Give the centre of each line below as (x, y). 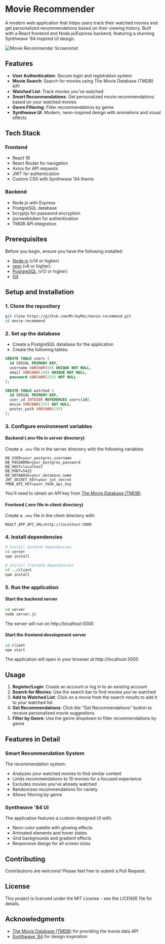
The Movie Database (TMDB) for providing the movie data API (75, 931)
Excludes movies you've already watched (55, 784)
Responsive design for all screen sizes (51, 844)
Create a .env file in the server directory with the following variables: (75, 449)
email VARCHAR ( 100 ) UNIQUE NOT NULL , (48, 372)
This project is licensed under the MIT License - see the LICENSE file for (79, 898)
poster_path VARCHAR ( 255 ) (36, 409)
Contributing (25, 859)
